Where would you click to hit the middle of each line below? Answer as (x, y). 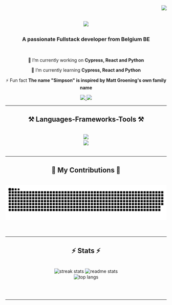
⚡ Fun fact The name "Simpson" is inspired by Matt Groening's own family (86, 80)
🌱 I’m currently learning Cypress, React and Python (86, 70)
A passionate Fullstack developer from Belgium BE (86, 39)
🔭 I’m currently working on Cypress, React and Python (86, 60)
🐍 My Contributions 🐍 (86, 170)
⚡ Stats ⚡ (86, 251)
